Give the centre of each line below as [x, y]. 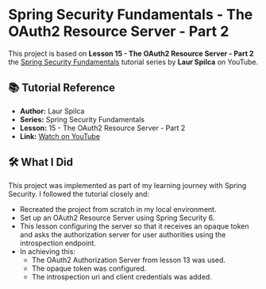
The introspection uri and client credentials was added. [121, 276]
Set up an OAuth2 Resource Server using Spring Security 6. [117, 218]
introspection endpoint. [58, 243]
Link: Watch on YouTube [60, 136]
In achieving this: [47, 251]
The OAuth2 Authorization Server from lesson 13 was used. [129, 260]
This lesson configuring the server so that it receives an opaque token [134, 226]
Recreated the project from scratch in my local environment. [118, 209]
